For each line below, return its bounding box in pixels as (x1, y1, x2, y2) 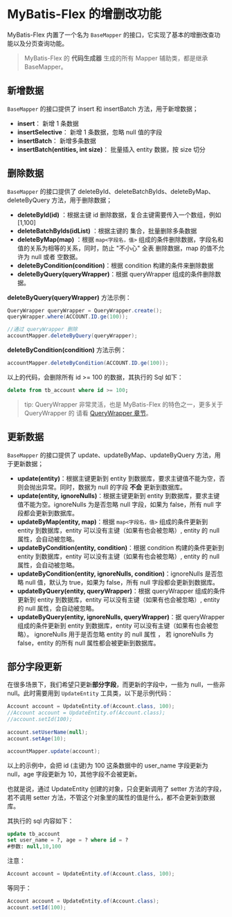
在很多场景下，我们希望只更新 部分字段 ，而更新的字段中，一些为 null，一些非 (7, 680, 226, 689)
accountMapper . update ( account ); (7, 747, 100, 755)
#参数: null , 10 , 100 (7, 843, 62, 851)
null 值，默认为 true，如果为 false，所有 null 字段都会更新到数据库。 (25, 578, 220, 586)
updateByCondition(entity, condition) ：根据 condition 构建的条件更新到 (17, 543, 224, 551)
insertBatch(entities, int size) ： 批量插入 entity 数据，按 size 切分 (17, 145, 206, 153)
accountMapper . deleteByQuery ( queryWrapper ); (7, 332, 138, 339)
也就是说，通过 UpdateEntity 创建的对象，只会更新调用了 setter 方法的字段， (7, 784, 226, 793)
